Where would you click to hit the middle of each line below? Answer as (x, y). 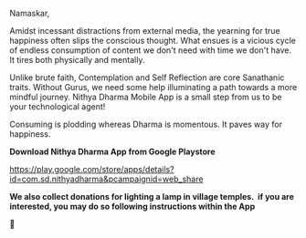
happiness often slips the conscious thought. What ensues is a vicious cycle (153, 41)
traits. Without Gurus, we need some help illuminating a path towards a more (153, 87)
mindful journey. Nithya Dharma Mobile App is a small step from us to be (146, 97)
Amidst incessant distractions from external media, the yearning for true (145, 31)
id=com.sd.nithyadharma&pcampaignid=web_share (106, 179)
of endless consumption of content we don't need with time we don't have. (151, 50)
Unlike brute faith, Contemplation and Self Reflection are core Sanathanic (147, 78)
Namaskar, (30, 13)
